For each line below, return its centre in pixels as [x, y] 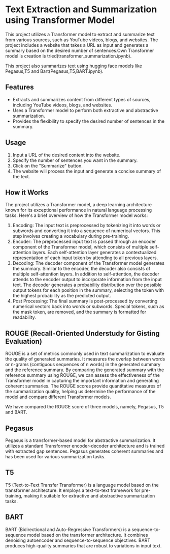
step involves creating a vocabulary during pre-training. [71, 236]
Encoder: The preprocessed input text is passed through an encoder [84, 242]
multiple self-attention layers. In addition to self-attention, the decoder [86, 274]
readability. [24, 317]
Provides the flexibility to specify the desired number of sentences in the [89, 121]
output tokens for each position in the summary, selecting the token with [88, 290]
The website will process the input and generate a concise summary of [87, 171]
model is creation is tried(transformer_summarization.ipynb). [69, 56]
